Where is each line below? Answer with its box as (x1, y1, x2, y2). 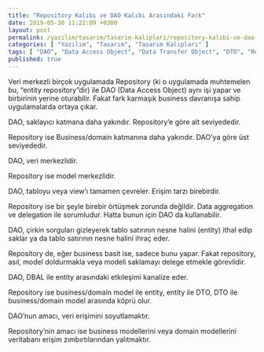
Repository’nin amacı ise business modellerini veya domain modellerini (8, 326, 237, 335)
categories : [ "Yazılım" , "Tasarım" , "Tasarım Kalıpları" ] (8, 41, 210, 49)
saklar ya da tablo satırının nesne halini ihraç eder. (8, 233, 170, 243)
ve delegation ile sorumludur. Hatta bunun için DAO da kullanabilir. (8, 210, 222, 219)
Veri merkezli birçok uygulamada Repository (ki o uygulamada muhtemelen (8, 76, 251, 86)
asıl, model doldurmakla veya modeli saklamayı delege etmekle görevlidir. (8, 257, 246, 266)
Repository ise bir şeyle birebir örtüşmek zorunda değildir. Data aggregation (8, 201, 254, 211)
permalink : (8, 33, 44, 42)
